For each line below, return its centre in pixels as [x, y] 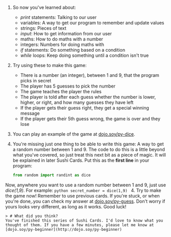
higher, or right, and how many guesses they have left [77, 102]
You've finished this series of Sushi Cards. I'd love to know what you [84, 220]
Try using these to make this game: [50, 65]
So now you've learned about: [44, 7]
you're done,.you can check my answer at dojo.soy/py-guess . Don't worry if [85, 201]
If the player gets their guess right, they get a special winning [85, 108]
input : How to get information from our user [66, 34]
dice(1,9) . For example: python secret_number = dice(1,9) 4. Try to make [83, 190]
